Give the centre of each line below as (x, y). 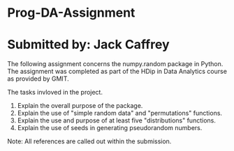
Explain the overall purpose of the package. (80, 106)
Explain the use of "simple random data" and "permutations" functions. (119, 113)
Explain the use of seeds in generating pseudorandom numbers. (110, 128)
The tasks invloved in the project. (55, 93)
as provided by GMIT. (38, 79)
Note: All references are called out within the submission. (89, 141)
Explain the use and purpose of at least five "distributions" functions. (117, 120)
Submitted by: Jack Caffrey (88, 45)
